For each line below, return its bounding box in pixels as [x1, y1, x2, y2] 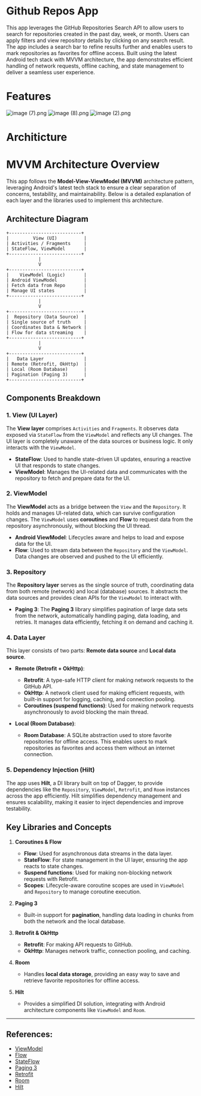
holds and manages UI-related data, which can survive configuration [6, 509, 175, 517]
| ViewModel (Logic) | [6, 271, 87, 278]
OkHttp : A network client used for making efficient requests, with [23, 689, 185, 696]
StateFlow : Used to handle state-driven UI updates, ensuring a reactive [14, 455, 191, 463]
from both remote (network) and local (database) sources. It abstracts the [6, 588, 188, 595]
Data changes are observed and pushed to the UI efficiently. [14, 552, 164, 560]
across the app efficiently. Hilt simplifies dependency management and [6, 792, 181, 799]
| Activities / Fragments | [6, 240, 87, 246]
